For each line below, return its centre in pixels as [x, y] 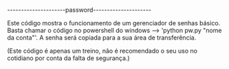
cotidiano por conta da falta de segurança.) [68, 58]
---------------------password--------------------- [79, 10]
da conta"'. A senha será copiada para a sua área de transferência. [102, 38]
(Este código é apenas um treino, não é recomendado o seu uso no [102, 51]
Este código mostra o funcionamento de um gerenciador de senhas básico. [114, 23]
